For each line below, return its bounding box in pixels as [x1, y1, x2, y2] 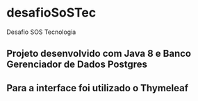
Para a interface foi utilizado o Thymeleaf [6, 82, 189, 94]
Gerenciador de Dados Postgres [6, 59, 147, 71]
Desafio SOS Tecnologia [6, 28, 76, 36]
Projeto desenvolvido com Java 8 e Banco [6, 48, 192, 59]
